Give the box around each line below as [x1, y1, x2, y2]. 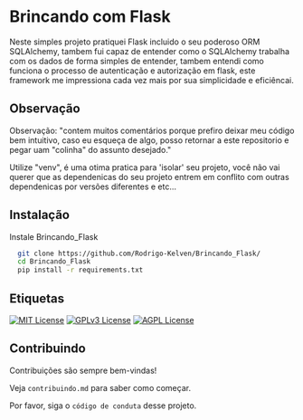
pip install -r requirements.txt [17, 265, 144, 275]
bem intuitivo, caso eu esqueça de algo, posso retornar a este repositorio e [9, 134, 289, 146]
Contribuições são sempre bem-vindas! [9, 365, 157, 376]
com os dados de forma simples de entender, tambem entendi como [9, 55, 264, 66]
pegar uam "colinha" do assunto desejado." [9, 144, 172, 155]
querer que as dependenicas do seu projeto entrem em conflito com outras [9, 171, 289, 182]
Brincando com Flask [9, 6, 171, 27]
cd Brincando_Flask [17, 257, 91, 266]
